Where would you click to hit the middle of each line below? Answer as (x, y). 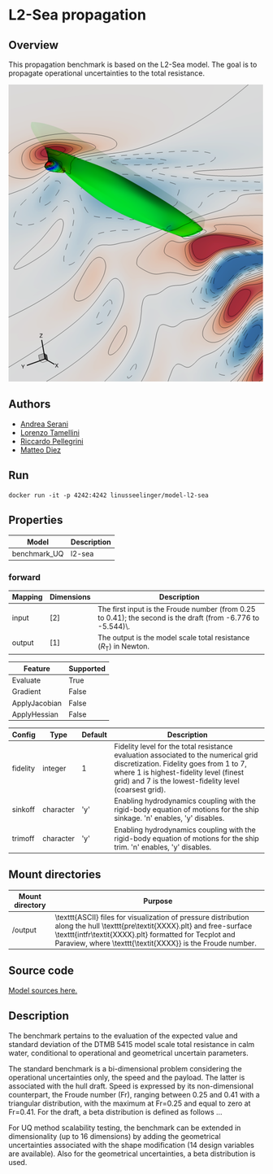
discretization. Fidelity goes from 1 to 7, (180, 764)
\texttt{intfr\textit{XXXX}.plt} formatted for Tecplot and (145, 934)
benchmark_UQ (38, 554)
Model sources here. (43, 990)
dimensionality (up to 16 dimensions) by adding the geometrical (115, 1136)
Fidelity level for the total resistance (173, 747)
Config (24, 735)
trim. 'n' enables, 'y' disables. (162, 847)
